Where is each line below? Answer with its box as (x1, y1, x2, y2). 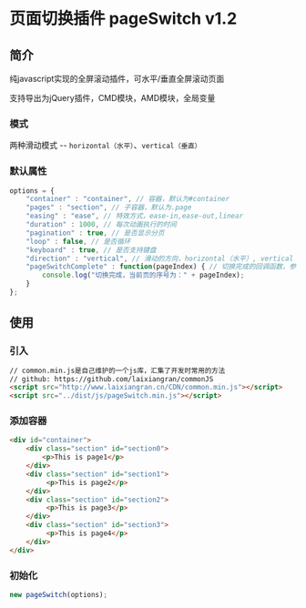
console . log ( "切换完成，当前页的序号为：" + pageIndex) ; (42, 270, 245, 280)
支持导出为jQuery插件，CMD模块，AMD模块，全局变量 (9, 93, 216, 103)
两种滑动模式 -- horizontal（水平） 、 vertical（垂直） (9, 140, 202, 151)
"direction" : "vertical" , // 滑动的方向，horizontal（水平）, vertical (25, 254, 294, 263)
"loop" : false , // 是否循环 (25, 237, 131, 246)
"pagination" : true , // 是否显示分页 (25, 228, 165, 238)
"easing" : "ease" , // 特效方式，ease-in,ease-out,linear (25, 211, 244, 221)
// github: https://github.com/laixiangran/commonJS (9, 374, 214, 383)
